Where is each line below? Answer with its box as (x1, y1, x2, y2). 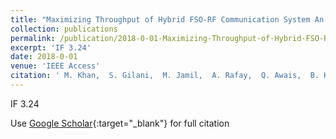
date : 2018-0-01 (10, 52, 78, 62)
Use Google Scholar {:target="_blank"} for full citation (10, 117, 230, 129)
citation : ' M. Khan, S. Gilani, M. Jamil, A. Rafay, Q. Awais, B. (10, 71, 320, 81)
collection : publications (10, 24, 118, 34)
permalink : (10, 33, 56, 43)
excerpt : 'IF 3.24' (10, 42, 92, 53)
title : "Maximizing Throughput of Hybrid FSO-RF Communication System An (10, 14, 325, 25)
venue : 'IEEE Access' (10, 61, 101, 71)
